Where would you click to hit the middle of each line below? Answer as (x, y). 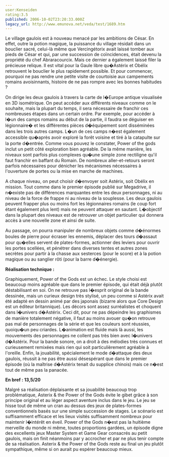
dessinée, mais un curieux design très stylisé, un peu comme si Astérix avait (84, 296)
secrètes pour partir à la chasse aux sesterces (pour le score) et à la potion (83, 253)
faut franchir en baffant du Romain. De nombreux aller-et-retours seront (80, 161)
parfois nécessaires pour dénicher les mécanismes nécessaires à (73, 166)
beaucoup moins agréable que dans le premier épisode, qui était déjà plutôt (84, 285)
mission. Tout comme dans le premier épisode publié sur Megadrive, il (78, 187)
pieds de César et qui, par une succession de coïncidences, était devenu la (83, 55)
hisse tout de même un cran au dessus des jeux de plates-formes (73, 406)
